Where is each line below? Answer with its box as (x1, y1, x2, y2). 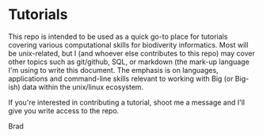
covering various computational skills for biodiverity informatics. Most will (8, 40, 249, 49)
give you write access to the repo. (8, 105, 120, 116)
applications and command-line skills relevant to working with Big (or (8, 74, 234, 83)
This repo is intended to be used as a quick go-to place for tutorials (8, 32, 228, 41)
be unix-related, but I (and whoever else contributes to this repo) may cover (8, 48, 255, 58)
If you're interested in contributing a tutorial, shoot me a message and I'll (8, 97, 246, 107)
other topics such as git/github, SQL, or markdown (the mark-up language (8, 57, 250, 67)
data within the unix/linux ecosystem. (22, 82, 144, 92)
